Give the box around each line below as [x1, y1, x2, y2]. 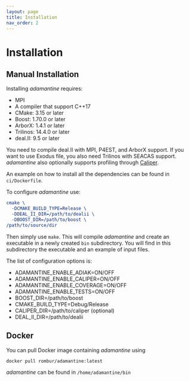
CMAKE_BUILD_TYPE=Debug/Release [14, 300, 109, 308]
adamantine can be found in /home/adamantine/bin [6, 368, 131, 376]
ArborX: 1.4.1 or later [14, 122, 65, 129]
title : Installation [6, 14, 58, 20]
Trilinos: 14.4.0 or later [14, 128, 70, 136]
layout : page [6, 8, 39, 15]
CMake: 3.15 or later [14, 109, 64, 116]
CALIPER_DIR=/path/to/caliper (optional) [14, 307, 115, 314]
